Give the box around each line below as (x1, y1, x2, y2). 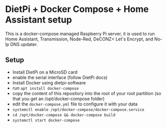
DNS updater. (10, 41, 38, 47)
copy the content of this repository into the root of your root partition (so (12, 90, 162, 96)
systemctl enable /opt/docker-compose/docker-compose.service (12, 107, 145, 112)
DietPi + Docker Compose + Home (5, 3, 149, 15)
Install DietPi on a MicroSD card (12, 69, 78, 75)
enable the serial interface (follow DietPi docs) (12, 74, 108, 80)
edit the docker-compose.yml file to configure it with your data (12, 101, 138, 107)
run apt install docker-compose (12, 85, 79, 91)
